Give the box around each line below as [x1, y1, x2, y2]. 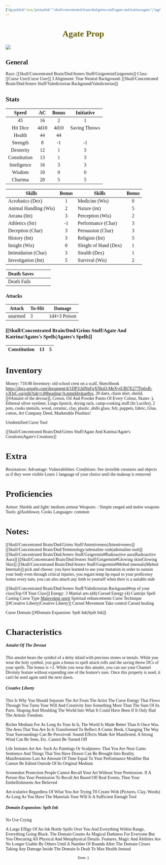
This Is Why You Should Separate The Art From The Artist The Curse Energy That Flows [5, 698, 160, 703]
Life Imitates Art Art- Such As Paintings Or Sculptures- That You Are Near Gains [5, 746, 146, 751]
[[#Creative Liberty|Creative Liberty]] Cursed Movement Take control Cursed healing [5, 600, 154, 606]
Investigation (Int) [8, 257, 44, 263]
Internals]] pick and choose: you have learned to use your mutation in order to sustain [5, 566, 153, 572]
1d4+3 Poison [49, 313, 77, 319]
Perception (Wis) [77, 213, 111, 219]
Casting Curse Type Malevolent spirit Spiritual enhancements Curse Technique [5, 595, 142, 601]
